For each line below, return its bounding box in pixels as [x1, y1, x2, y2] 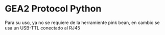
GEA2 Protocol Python [5, 3, 102, 14]
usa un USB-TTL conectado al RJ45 [5, 24, 80, 30]
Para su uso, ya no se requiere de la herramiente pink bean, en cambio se [5, 19, 160, 25]
